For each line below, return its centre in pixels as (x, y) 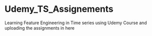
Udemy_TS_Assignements (59, 9)
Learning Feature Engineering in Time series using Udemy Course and (76, 23)
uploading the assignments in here (40, 28)
